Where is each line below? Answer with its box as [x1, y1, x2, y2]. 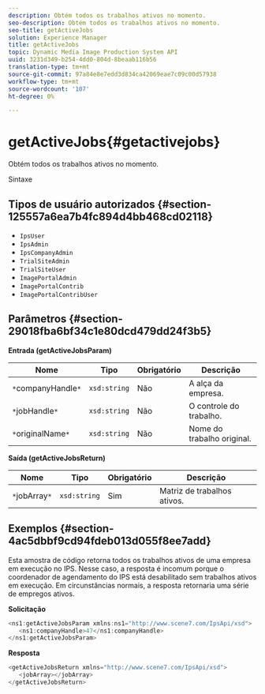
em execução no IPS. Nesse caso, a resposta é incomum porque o [8, 564, 225, 573]
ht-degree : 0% [8, 92, 55, 100]
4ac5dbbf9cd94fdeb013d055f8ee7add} [8, 535, 211, 548]
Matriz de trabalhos [159, 485, 232, 496]
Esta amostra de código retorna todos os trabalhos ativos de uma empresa [8, 555, 251, 565]
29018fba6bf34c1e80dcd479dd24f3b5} [8, 324, 212, 338]
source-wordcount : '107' [8, 84, 90, 93]
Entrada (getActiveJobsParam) [8, 345, 112, 355]
